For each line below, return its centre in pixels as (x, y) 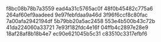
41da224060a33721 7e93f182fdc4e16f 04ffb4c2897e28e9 (77, 27)
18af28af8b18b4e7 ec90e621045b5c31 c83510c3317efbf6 (77, 34)
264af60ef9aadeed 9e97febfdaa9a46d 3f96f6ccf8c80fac (77, 15)
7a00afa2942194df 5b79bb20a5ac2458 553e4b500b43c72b (80, 21)
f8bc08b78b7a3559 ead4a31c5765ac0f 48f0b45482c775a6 (80, 9)
